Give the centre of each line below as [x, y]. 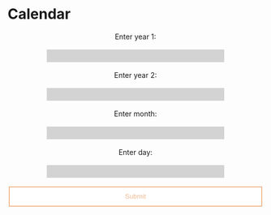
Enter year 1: [135, 37]
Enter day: [135, 152]
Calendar [39, 14]
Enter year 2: [135, 75]
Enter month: [135, 114]
